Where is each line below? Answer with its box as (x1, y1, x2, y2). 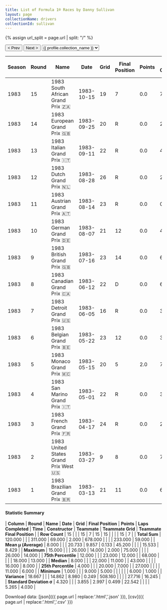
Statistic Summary (5, 510, 45, 516)
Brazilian (51, 483, 72, 490)
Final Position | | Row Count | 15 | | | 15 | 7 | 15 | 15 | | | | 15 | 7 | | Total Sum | (5, 531, 161, 537)
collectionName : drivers (5, 16, 57, 21)
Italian (51, 144, 66, 151)
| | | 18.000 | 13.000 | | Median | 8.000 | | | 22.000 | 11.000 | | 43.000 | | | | (5, 558, 156, 564)
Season (7, 64, 26, 71)
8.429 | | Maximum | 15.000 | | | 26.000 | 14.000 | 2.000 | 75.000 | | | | (5, 547, 149, 553)
